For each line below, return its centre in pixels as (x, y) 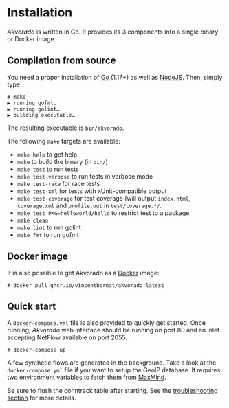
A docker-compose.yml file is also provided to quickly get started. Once (107, 323)
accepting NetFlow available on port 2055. (67, 337)
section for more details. (42, 398)
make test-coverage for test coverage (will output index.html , (104, 198)
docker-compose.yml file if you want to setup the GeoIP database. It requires (114, 370)
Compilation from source (62, 61)
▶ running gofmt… (32, 103)
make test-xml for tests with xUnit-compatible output (92, 191)
